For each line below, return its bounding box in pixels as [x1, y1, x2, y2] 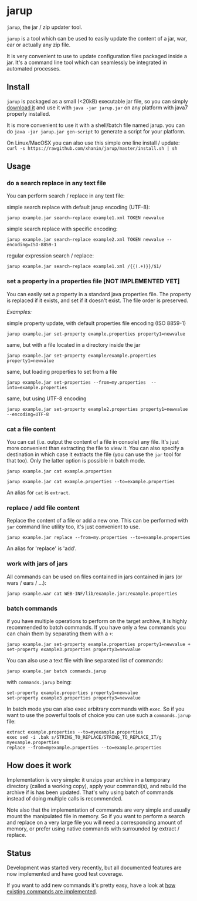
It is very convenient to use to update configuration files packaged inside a [6, 52, 187, 59]
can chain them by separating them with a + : [6, 630, 114, 637]
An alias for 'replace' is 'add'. [6, 545, 77, 552]
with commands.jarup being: [6, 678, 72, 685]
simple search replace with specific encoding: [6, 225, 118, 233]
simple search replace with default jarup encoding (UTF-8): [6, 204, 150, 211]
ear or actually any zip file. [6, 41, 71, 48]
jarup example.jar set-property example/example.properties [6, 353, 157, 359]
